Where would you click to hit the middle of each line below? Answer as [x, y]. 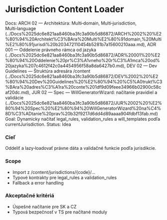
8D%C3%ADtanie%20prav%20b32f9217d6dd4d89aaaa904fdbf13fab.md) [82, 113]
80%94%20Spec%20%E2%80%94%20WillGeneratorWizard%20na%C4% [83, 108]
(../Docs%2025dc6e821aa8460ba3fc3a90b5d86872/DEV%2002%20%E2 [82, 76]
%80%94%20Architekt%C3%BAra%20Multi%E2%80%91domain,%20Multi [83, 39]
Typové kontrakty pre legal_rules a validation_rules [65, 177]
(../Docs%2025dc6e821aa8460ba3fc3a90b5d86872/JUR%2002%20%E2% [83, 103]
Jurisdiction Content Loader [65, 9]
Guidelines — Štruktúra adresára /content [48, 71]
